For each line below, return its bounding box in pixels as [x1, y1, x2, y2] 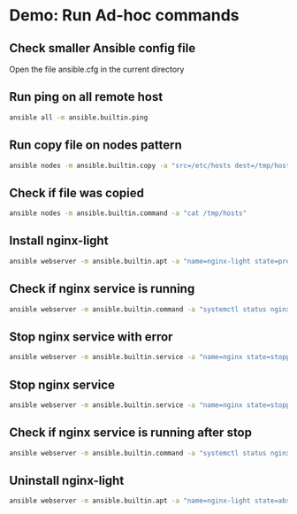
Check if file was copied [9, 185, 144, 200]
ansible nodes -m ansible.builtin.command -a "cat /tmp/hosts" [9, 209, 247, 218]
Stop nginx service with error [9, 329, 173, 344]
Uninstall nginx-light [9, 472, 125, 487]
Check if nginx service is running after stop [9, 426, 252, 441]
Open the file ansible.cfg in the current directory [9, 64, 185, 74]
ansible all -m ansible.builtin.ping [9, 112, 148, 122]
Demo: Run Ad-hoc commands [9, 5, 240, 26]
